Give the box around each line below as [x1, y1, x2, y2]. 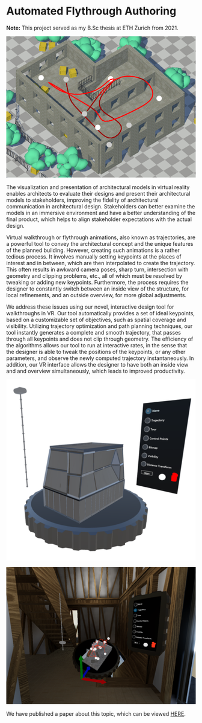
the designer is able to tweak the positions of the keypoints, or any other [6, 349, 186, 356]
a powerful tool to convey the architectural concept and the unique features [6, 240, 194, 248]
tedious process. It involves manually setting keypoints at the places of [6, 253, 182, 260]
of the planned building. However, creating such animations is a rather [6, 246, 180, 254]
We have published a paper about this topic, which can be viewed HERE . [6, 710, 186, 718]
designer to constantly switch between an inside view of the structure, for [6, 285, 189, 292]
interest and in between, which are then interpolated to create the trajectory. [6, 260, 195, 267]
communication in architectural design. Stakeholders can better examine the [6, 203, 195, 210]
